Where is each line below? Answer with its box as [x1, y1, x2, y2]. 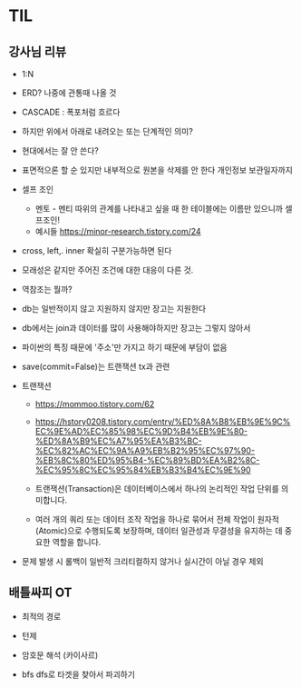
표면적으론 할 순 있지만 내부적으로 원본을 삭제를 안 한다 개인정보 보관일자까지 [21, 165, 294, 175]
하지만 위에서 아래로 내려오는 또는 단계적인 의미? [21, 126, 194, 136]
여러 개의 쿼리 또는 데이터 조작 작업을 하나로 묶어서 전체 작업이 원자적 [34, 514, 280, 524]
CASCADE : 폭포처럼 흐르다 [21, 106, 121, 117]
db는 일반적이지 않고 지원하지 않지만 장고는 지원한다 [21, 304, 206, 314]
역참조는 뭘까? [21, 284, 73, 294]
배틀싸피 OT [8, 585, 73, 601]
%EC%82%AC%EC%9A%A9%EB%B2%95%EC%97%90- [34, 445, 256, 455]
